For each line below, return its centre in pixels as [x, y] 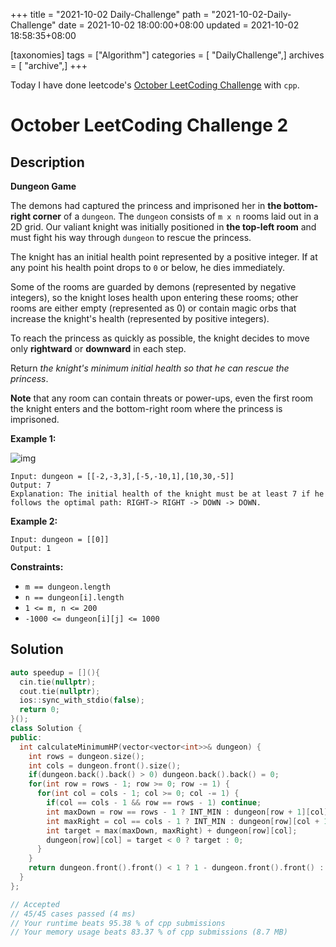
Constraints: [37, 567]
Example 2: [34, 521]
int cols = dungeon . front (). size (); [105, 765]
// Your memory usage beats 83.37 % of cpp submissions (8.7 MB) [149, 932]
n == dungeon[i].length [74, 598]
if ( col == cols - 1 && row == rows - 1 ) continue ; [154, 803]
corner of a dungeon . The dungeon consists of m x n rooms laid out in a [175, 216]
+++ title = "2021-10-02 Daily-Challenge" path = [110, 14]
